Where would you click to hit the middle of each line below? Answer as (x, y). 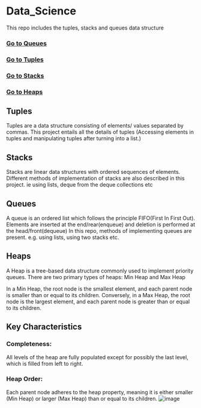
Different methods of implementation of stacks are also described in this (95, 178)
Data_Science (41, 11)
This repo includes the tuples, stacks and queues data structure (85, 28)
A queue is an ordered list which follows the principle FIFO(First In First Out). (101, 218)
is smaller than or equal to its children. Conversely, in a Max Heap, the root (98, 295)
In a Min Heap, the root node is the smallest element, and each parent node (99, 289)
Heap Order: (25, 379)
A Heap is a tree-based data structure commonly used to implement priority (100, 270)
